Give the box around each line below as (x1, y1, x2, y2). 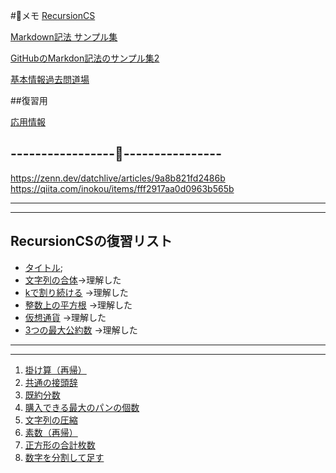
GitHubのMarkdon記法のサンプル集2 (10, 52, 160, 64)
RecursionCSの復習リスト (10, 233, 173, 250)
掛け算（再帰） (24, 364, 87, 376)
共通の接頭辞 (24, 376, 78, 388)
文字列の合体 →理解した (24, 274, 122, 286)
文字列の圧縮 (24, 414, 78, 426)
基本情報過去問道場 (10, 74, 90, 85)
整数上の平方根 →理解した (24, 299, 133, 311)
